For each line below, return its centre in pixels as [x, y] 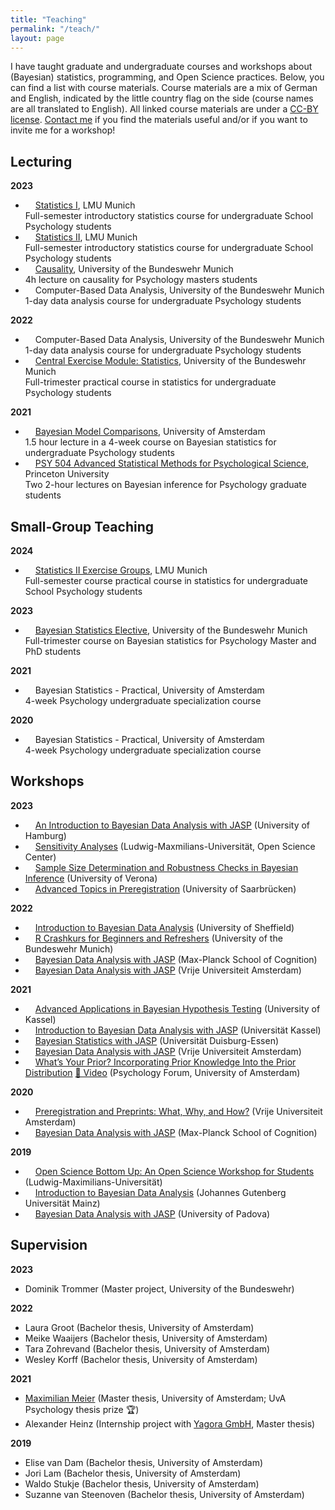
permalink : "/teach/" [55, 29]
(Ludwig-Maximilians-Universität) [93, 1182]
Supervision [49, 1245]
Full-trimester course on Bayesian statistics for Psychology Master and [170, 640]
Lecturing [41, 161]
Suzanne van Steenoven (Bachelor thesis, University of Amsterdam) [164, 1494]
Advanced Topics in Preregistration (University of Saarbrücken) [165, 888]
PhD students [53, 651]
